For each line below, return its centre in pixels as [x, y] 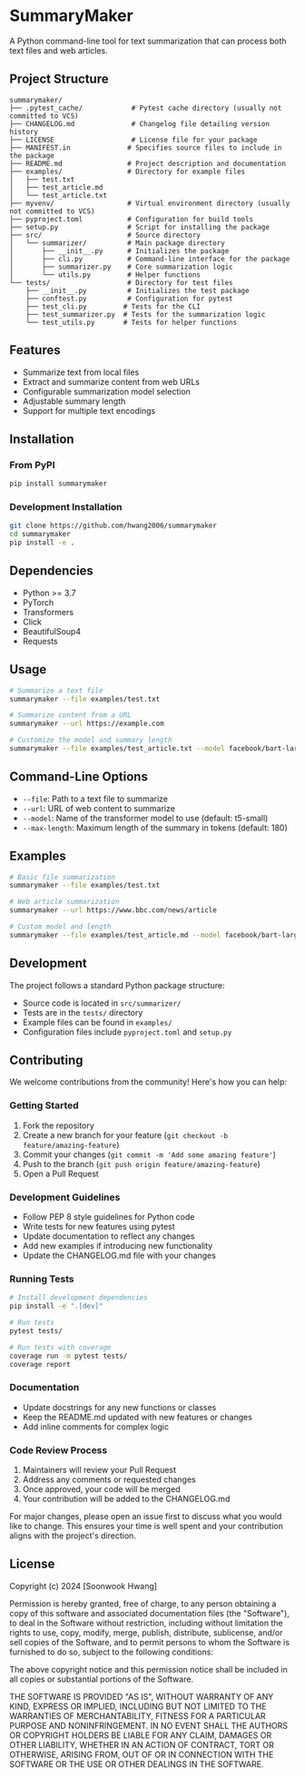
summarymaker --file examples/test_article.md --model [115, 935]
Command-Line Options [79, 777]
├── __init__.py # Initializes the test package [138, 290]
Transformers [48, 612]
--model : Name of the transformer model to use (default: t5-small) [145, 818]
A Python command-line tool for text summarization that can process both [148, 41]
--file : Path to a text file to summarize [95, 799]
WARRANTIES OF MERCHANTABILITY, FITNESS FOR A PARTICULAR [138, 1715]
